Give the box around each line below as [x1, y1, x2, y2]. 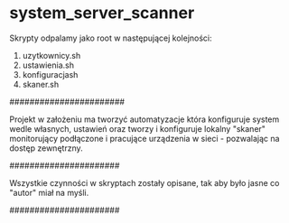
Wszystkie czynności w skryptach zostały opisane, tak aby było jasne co [9, 177, 280, 188]
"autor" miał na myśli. [9, 187, 89, 198]
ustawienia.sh [22, 60, 75, 70]
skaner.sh [22, 79, 60, 89]
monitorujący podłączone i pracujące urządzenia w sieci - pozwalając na [9, 133, 280, 144]
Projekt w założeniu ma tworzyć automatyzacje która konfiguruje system [9, 114, 280, 125]
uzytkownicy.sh [22, 50, 81, 60]
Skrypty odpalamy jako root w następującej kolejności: [9, 33, 212, 43]
